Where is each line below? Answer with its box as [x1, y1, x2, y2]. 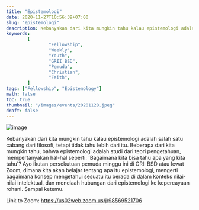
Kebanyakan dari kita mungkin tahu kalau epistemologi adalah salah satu [6, 135, 184, 143]
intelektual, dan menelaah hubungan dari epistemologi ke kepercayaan [17, 179, 190, 186]
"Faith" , [48, 75, 70, 80]
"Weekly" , [48, 47, 73, 53]
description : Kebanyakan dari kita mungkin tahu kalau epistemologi [6, 25, 179, 31]
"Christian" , [48, 69, 81, 75]
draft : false [6, 108, 38, 114]
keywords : [6, 31, 31, 37]
